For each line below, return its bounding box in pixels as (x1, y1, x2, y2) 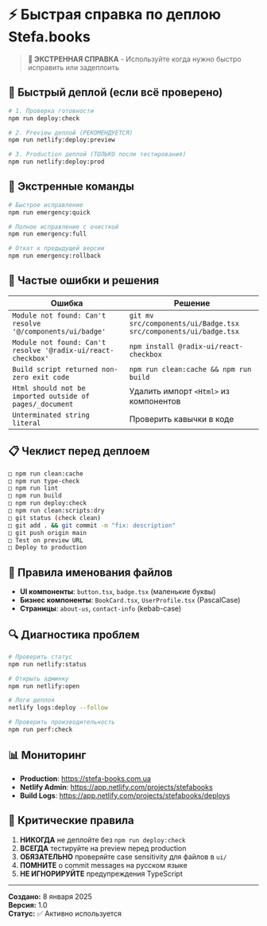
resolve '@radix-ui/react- (12, 346, 114, 354)
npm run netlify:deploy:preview (8, 136, 115, 144)
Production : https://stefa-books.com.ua (19, 773, 151, 783)
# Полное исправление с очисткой (8, 223, 119, 231)
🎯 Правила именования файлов (8, 565, 173, 579)
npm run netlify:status (8, 660, 87, 668)
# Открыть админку (8, 674, 69, 682)
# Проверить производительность (8, 718, 115, 726)
